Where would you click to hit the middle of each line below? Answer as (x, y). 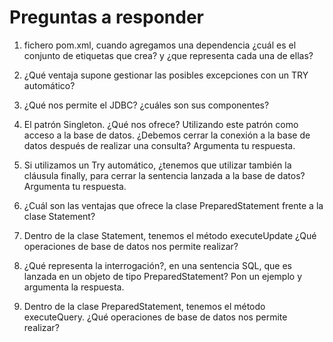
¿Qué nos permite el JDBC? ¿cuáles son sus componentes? (146, 105)
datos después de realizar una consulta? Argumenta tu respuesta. (159, 145)
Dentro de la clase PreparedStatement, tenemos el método (144, 306)
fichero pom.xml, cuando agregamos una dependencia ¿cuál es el (160, 45)
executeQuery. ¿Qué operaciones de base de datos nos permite (155, 317)
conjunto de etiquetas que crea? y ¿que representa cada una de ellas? (168, 55)
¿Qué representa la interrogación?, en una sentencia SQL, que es (157, 265)
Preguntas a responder (107, 17)
